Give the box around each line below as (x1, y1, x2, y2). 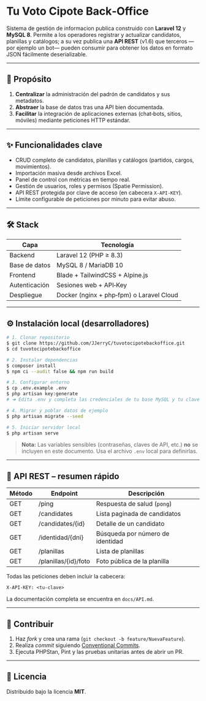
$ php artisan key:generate (6, 391, 78, 397)
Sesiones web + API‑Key (56, 281, 128, 289)
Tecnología (101, 241, 134, 249)
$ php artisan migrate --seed (6, 413, 84, 419)
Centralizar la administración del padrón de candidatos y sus (15, 90, 170, 97)
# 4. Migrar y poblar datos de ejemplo (6, 407, 109, 414)
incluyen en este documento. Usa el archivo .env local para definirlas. (21, 447, 198, 455)
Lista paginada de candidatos (96, 510, 181, 518)
